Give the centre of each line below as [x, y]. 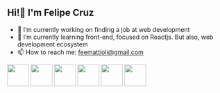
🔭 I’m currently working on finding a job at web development [103, 29]
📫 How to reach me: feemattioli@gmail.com [80, 52]
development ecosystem [52, 44]
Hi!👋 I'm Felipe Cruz [51, 13]
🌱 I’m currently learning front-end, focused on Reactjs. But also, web [115, 37]
